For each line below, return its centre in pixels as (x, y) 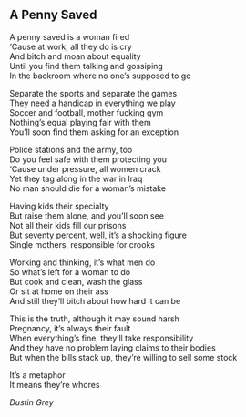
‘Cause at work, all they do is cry (71, 46)
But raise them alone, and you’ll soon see (87, 215)
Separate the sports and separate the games (93, 93)
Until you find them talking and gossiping (87, 66)
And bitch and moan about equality (75, 56)
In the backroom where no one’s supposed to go (100, 76)
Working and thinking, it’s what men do (82, 262)
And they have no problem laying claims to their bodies (113, 347)
